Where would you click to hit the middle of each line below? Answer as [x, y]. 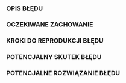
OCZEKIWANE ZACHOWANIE [50, 24]
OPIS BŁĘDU [25, 8]
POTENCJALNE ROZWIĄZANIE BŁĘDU [63, 73]
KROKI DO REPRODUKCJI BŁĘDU [55, 40]
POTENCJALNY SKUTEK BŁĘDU [54, 57]
